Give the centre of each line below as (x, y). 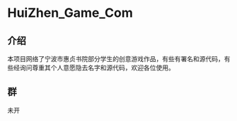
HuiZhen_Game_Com (70, 13)
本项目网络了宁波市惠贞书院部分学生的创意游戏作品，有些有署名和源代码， (116, 59)
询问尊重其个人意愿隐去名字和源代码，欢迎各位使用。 (97, 68)
